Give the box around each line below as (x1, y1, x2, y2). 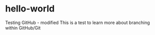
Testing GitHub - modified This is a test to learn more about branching (5, 19, 150, 25)
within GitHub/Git (5, 24, 41, 30)
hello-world (5, 3, 55, 14)
